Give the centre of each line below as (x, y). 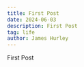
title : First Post (33, 13)
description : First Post (42, 26)
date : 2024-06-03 (32, 20)
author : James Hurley (38, 39)
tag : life (21, 32)
